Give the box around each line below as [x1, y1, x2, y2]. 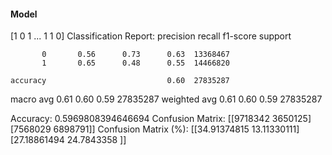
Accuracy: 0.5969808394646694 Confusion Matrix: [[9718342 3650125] [10, 113, 312, 125]
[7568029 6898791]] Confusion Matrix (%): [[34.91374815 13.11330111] [10, 123, 300, 135]
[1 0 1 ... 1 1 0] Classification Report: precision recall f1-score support [10, 30, 292, 42]
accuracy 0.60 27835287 [10, 76, 230, 86]
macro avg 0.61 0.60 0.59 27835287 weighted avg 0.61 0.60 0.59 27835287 [10, 93, 323, 105]
